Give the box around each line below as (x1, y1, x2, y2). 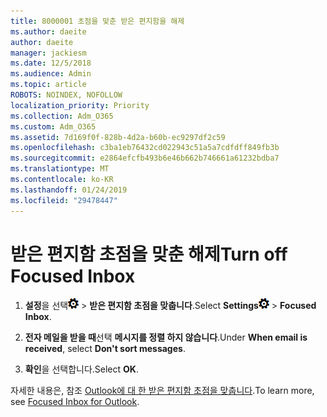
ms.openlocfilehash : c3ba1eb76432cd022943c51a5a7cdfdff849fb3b (10, 143, 280, 153)
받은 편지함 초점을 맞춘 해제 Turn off (10, 243, 288, 265)
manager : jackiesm (10, 48, 87, 58)
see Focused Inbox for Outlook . (10, 396, 140, 408)
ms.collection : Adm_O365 (10, 111, 114, 121)
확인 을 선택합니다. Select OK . (24, 363, 139, 375)
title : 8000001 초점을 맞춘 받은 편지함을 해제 (10, 16, 185, 26)
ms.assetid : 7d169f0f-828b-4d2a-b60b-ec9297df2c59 (10, 132, 226, 142)
